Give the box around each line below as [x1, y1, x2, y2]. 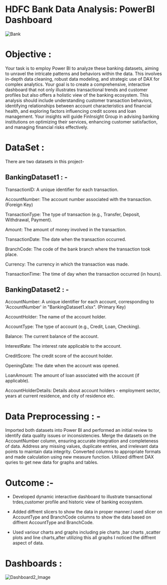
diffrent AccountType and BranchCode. [12, 519, 94, 526]
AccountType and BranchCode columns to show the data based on [12, 514, 151, 520]
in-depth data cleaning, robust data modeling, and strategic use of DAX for [5, 76, 159, 82]
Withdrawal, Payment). [5, 217, 53, 223]
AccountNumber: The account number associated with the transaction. [5, 196, 152, 202]
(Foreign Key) [5, 202, 34, 208]
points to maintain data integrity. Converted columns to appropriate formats [5, 448, 161, 454]
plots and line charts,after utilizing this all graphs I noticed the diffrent [12, 535, 156, 541]
